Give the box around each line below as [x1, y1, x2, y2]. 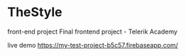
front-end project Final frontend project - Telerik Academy [7, 27, 177, 36]
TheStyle [7, 4, 62, 20]
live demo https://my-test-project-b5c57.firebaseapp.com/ [7, 41, 179, 49]
